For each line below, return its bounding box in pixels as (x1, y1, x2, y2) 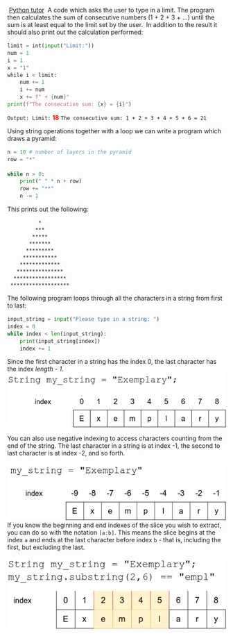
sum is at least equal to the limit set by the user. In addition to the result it (7, 21, 218, 28)
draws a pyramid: (7, 134, 57, 142)
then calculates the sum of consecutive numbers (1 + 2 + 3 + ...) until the (7, 13, 215, 22)
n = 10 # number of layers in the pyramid (7, 149, 132, 156)
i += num (19, 86, 45, 93)
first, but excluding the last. (7, 543, 85, 551)
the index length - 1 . (7, 365, 64, 374)
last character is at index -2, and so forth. (7, 449, 126, 457)
